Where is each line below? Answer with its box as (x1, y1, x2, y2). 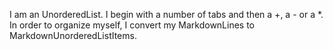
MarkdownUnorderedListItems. (9, 30, 137, 41)
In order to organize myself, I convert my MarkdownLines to (9, 19, 256, 31)
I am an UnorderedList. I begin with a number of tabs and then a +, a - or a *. (9, 9, 324, 20)
